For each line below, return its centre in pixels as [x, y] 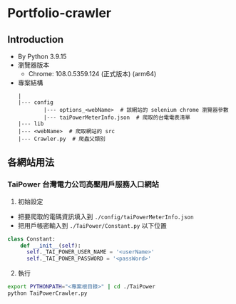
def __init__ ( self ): [51, 246]
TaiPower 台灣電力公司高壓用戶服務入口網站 [83, 184]
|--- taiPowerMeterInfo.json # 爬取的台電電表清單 [117, 117]
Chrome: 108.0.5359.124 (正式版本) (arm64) [92, 74]
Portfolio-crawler [60, 13]
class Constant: [31, 239]
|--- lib [31, 124]
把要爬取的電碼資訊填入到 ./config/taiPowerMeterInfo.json [106, 216]
